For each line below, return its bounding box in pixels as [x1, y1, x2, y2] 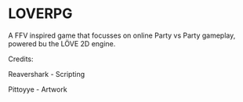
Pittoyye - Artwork [8, 84, 68, 94]
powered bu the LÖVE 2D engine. [8, 38, 116, 48]
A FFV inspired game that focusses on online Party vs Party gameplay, [8, 31, 236, 40]
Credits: [8, 54, 34, 64]
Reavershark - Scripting [8, 69, 85, 78]
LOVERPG [8, 5, 73, 23]
